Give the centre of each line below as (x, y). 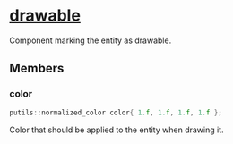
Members (37, 68)
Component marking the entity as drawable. (91, 40)
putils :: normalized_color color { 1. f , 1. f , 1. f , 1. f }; (116, 113)
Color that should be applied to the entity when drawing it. (116, 130)
